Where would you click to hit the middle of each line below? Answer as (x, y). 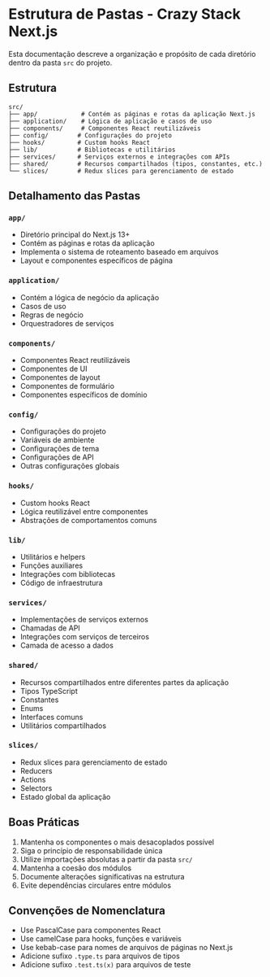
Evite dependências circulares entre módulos (96, 885)
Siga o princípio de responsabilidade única (91, 850)
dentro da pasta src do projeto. (60, 63)
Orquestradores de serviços (67, 323)
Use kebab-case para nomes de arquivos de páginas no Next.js (126, 948)
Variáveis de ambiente (57, 440)
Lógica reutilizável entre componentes (84, 511)
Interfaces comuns (51, 717)
